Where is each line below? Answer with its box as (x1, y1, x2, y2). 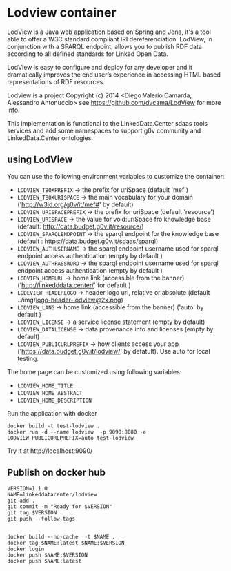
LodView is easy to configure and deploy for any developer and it (7, 63, 193, 71)
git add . (7, 497, 36, 504)
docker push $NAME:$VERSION (7, 551, 88, 559)
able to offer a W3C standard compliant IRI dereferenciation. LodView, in (7, 35, 212, 43)
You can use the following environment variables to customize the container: (7, 172, 225, 180)
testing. (17, 354, 39, 362)
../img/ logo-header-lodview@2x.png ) (17, 296, 124, 304)
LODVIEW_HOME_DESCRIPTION (17, 397, 92, 404)
